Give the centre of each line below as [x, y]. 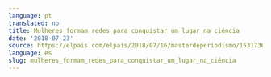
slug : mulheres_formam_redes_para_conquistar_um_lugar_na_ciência [122, 61]
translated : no [34, 23]
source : [21, 46]
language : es [30, 53]
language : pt [30, 16]
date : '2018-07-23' [41, 38]
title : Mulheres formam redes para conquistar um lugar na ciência [124, 30]
